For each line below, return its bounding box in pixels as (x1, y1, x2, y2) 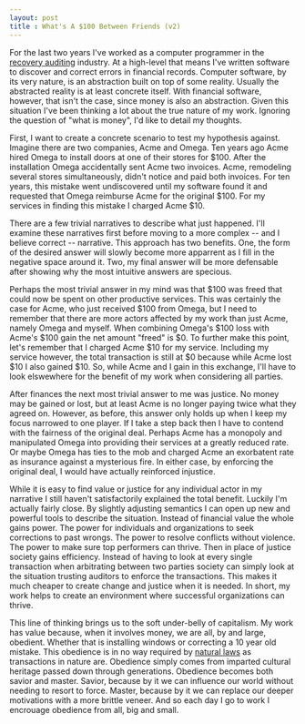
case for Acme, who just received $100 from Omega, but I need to (9, 302, 258, 314)
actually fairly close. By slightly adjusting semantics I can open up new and (9, 503, 291, 514)
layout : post (9, 13, 59, 23)
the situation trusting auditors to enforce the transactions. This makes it (9, 570, 278, 581)
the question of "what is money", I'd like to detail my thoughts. (9, 115, 243, 126)
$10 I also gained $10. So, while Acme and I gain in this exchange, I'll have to (9, 361, 297, 372)
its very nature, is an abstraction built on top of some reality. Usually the (9, 76, 280, 87)
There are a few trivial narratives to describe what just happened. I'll (9, 218, 266, 229)
